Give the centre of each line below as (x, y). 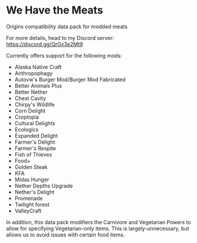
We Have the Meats (55, 10)
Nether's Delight (34, 192)
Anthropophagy (34, 73)
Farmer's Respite (35, 148)
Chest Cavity (30, 98)
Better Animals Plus (38, 85)
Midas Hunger (32, 179)
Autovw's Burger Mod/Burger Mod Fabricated (70, 79)
